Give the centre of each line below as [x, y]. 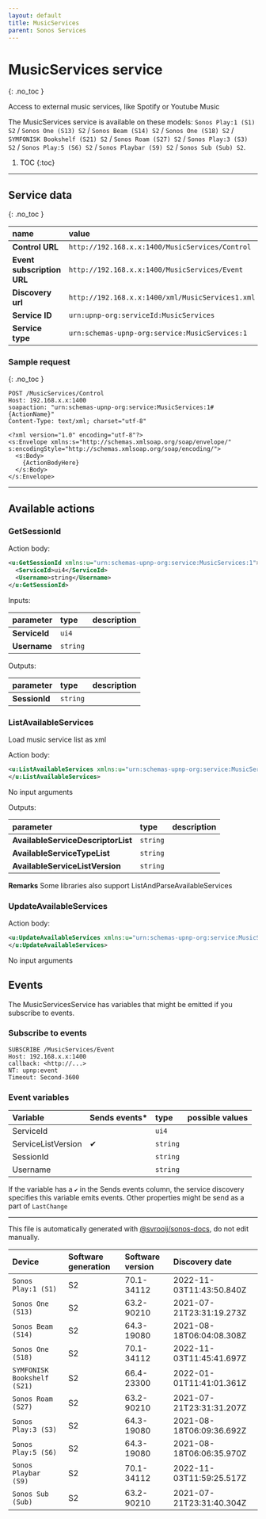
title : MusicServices [44, 23]
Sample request [39, 362]
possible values [218, 1118]
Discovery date [202, 1262]
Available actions [51, 508]
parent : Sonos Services [47, 30]
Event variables [39, 1097]
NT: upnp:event [33, 1071]
